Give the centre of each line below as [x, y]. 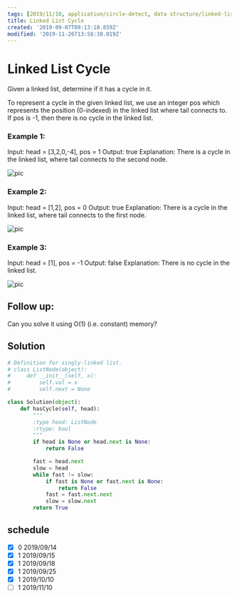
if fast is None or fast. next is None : [104, 481]
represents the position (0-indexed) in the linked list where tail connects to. [117, 111]
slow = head [51, 468]
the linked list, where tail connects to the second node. [87, 159]
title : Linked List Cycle [46, 21]
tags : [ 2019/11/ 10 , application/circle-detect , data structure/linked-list [122, 14]
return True [51, 508]
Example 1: [26, 136]
